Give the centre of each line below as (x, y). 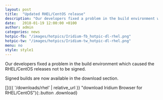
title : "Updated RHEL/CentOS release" (45, 14)
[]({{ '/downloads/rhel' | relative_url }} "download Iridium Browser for (74, 87)
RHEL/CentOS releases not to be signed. (46, 69)
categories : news (23, 32)
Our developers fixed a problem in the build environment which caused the (80, 64)
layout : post (18, 9)
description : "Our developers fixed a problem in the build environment (80, 18)
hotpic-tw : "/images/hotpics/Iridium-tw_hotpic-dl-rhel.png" (68, 41)
